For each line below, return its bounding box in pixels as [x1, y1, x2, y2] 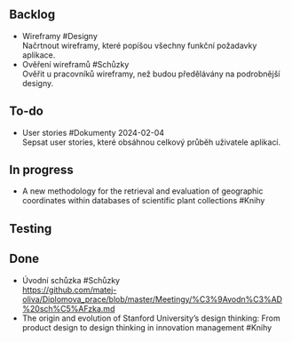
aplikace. [21, 49, 56, 60]
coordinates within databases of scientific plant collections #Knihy [21, 195, 265, 206]
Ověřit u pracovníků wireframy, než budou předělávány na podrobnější [21, 68, 280, 79]
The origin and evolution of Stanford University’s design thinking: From [21, 313, 281, 323]
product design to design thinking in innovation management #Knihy [21, 322, 272, 332]
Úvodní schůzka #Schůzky [21, 274, 121, 285]
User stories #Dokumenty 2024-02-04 [21, 127, 165, 138]
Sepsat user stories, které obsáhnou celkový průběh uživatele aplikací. [21, 137, 281, 147]
